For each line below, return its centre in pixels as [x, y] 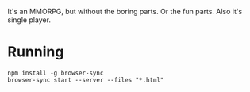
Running [36, 52]
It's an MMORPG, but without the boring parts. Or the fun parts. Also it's [125, 11]
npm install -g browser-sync [56, 73]
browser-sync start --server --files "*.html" [86, 80]
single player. [29, 20]
